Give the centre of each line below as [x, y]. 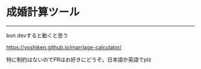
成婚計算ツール [43, 12]
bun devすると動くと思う [37, 35]
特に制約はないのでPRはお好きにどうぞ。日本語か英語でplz [79, 59]
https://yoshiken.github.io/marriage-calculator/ [64, 47]
